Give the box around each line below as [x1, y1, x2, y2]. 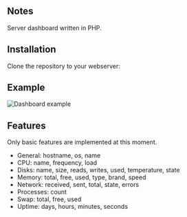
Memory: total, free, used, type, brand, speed [16, 173, 146, 181]
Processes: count [16, 188, 67, 196]
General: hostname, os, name [16, 151, 101, 160]
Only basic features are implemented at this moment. [7, 138, 157, 146]
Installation [7, 44, 56, 56]
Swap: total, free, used [16, 195, 82, 203]
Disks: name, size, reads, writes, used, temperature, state [16, 166, 180, 174]
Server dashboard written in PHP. [7, 23, 102, 32]
